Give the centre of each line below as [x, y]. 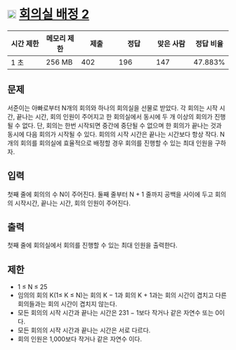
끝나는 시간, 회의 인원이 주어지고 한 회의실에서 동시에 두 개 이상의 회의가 [114, 116]
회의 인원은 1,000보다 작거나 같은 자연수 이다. [80, 339]
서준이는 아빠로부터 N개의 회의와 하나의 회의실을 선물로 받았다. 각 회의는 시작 [112, 108]
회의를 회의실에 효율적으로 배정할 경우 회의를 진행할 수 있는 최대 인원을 [117, 143]
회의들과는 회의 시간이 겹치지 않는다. [67, 304]
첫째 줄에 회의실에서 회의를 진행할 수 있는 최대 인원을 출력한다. [92, 245]
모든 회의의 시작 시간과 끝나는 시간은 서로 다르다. [84, 330]
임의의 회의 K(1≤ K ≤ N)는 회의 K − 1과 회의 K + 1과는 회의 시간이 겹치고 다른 [122, 295]
